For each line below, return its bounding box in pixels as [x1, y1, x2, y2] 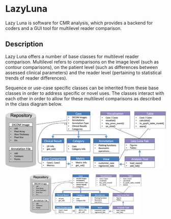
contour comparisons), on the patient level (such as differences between [5, 64, 158, 70]
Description [5, 40, 43, 49]
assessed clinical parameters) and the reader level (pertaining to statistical [5, 69, 162, 76]
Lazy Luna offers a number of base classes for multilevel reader [5, 53, 139, 59]
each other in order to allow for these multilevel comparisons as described [5, 95, 161, 101]
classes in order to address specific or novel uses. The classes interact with [5, 90, 164, 96]
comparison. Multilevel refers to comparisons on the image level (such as [5, 59, 159, 65]
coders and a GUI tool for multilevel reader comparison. [5, 25, 122, 31]
